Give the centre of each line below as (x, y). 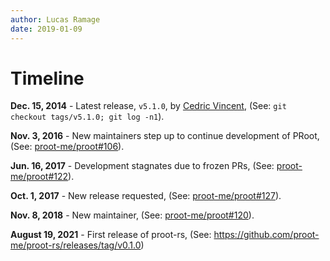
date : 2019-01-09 (46, 29)
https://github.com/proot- (266, 235)
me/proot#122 (39, 177)
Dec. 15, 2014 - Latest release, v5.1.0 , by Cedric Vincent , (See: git (148, 106)
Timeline (47, 78)
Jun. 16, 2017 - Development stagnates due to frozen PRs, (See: (142, 166)
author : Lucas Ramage (55, 19)
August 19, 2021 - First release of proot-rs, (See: (111, 235)
